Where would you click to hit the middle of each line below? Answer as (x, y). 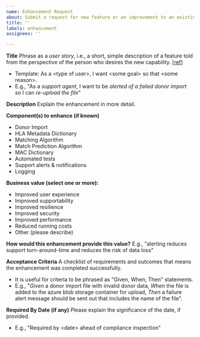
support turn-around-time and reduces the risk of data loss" (80, 250)
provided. (18, 316)
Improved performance (43, 220)
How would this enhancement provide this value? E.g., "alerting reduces (97, 244)
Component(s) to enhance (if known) (53, 116)
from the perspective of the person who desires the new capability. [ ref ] (95, 62)
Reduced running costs (43, 226)
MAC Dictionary (34, 153)
